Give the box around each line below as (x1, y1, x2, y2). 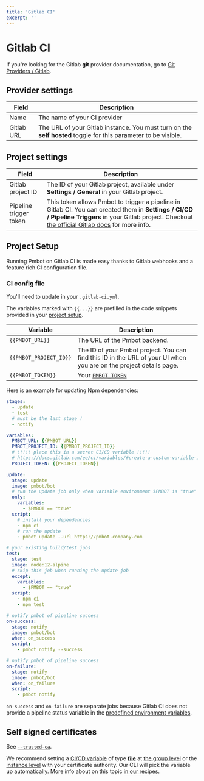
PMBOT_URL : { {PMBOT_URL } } (12, 438, 78, 444)
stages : (6, 399, 26, 405)
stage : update (12, 477, 47, 483)
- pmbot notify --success (17, 647, 83, 653)
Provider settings (6, 85, 73, 95)
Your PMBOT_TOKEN (77, 371, 127, 380)
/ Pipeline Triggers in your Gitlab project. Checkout (46, 213, 193, 221)
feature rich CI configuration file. (6, 263, 88, 271)
